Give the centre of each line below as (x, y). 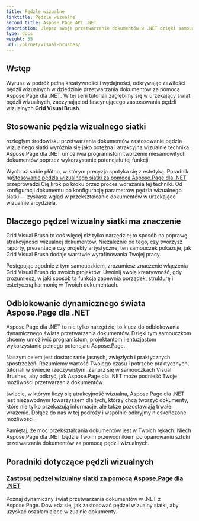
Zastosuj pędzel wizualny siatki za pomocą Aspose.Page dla (95, 478)
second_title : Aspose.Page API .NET (51, 22)
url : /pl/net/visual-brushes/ (44, 45)
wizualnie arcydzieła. (32, 202)
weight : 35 (20, 39)
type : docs (20, 34)
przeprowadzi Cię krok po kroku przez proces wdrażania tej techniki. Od (94, 184)
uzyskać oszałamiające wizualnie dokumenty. (62, 511)
